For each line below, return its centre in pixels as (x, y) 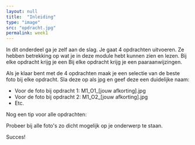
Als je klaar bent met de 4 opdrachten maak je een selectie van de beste (93, 73)
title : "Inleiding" (31, 17)
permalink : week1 (27, 33)
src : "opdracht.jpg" (31, 28)
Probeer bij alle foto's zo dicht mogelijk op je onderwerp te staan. (84, 126)
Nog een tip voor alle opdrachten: (46, 115)
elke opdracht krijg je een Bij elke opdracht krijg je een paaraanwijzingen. (94, 62)
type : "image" (23, 22)
